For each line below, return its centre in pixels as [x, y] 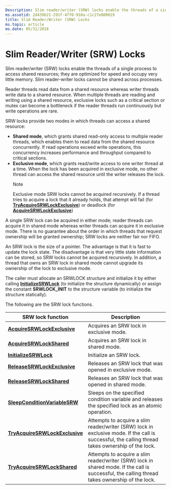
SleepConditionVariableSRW [43, 403]
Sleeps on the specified [116, 393]
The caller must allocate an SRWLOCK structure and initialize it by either [81, 278]
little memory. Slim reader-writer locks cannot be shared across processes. [84, 79]
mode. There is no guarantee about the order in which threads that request [84, 231]
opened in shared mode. [117, 385]
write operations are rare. [32, 111]
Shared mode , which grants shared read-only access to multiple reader [88, 137]
